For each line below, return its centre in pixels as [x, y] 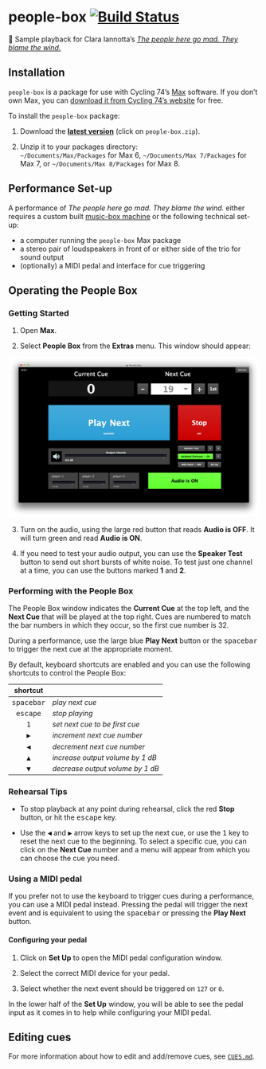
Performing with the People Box [71, 591]
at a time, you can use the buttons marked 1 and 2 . [103, 570]
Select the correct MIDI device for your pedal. [95, 973]
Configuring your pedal [48, 939]
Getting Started [39, 313]
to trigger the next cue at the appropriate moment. [91, 648]
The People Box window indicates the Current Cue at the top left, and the [129, 608]
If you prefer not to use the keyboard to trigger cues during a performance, [131, 896]
